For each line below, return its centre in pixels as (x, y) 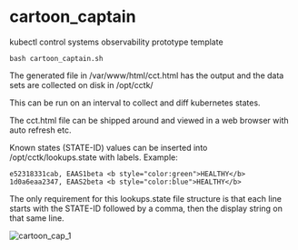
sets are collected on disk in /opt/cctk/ (81, 85)
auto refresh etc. (40, 130)
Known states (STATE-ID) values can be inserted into (109, 147)
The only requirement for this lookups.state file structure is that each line (145, 198)
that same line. (37, 218)
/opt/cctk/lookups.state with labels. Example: (94, 157)
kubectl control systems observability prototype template (117, 42)
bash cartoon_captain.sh (56, 58)
